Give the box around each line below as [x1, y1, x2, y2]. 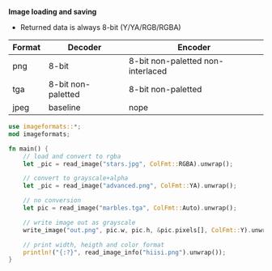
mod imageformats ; [8, 129, 70, 138]
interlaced [128, 66, 168, 76]
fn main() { [8, 145, 49, 153]
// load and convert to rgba [23, 152, 121, 160]
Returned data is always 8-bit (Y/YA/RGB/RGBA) [19, 23, 181, 32]
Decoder [67, 42, 102, 53]
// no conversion [23, 197, 82, 205]
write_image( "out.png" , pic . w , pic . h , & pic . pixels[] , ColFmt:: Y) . [23, 226, 252, 234]
